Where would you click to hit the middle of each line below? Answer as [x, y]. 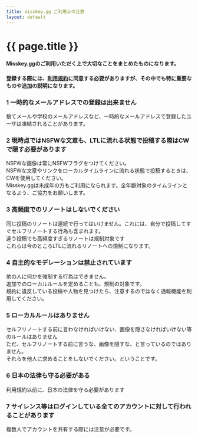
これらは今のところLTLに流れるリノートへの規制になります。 [80, 246]
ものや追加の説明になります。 [42, 86]
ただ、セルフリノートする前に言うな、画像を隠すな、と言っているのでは [94, 344]
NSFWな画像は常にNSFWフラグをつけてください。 [68, 164]
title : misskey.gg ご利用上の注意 [45, 12]
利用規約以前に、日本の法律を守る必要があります [65, 390]
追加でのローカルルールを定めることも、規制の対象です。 [76, 284]
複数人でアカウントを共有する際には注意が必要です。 [70, 429]
